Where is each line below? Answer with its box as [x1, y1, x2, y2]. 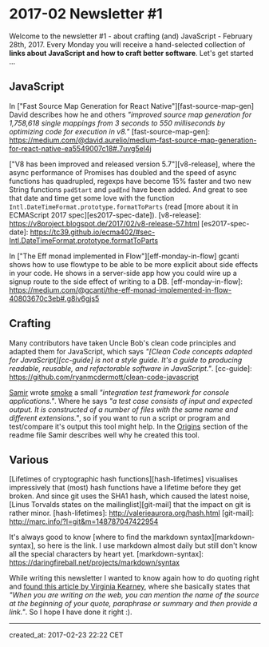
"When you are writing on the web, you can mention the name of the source [9, 590, 259, 600]
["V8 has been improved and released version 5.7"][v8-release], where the [9, 159, 255, 169]
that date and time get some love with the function [9, 193, 175, 202]
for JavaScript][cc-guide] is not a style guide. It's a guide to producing [9, 355, 243, 365]
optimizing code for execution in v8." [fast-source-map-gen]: [9, 126, 211, 136]
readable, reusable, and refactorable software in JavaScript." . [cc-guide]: [9, 363, 252, 373]
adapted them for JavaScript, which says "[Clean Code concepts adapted [9, 346, 253, 356]
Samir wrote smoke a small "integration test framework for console [9, 387, 230, 397]
